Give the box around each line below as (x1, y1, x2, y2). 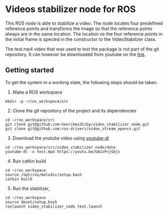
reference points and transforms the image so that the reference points (5, 25, 152, 31)
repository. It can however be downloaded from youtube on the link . (5, 51, 146, 57)
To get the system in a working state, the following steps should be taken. (5, 79, 158, 85)
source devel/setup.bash (5, 199, 57, 204)
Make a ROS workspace (12, 89, 63, 95)
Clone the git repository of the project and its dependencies (12, 107, 137, 114)
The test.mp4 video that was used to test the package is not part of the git (5, 46, 159, 52)
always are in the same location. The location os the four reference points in (5, 31, 162, 37)
